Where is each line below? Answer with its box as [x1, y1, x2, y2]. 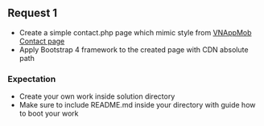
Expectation [7, 73, 56, 84]
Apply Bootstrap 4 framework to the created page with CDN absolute [19, 44, 249, 55]
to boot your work [19, 108, 79, 119]
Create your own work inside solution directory [19, 91, 175, 101]
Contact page [19, 36, 65, 46]
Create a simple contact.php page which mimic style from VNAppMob [19, 27, 252, 37]
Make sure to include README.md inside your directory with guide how [19, 100, 256, 110]
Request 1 [7, 6, 58, 20]
